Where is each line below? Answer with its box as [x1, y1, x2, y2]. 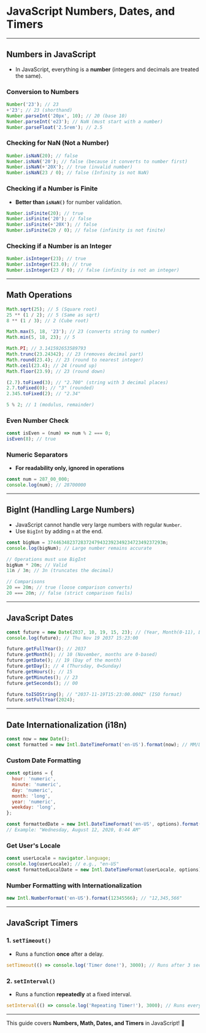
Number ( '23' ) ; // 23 [6, 101, 59, 108]
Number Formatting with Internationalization [6, 881, 142, 889]
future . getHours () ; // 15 [6, 668, 72, 675]
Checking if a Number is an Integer [6, 241, 112, 250]
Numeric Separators [6, 450, 69, 458]
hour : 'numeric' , [12, 776, 56, 782]
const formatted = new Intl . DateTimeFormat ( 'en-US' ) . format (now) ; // [6, 741, 188, 748]
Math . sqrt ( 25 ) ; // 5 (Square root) [6, 306, 97, 312]
